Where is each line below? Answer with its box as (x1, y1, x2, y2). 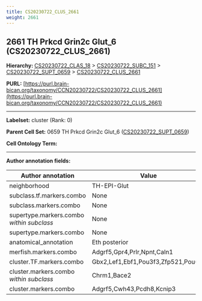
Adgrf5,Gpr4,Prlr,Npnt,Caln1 (91, 248, 173, 256)
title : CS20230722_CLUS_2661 (6, 8, 79, 15)
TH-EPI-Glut (91, 182, 129, 190)
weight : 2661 (6, 14, 39, 20)
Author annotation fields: (6, 157, 71, 164)
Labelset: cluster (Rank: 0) (6, 117, 73, 124)
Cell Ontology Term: (6, 140, 58, 147)
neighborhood (9, 182, 50, 190)
